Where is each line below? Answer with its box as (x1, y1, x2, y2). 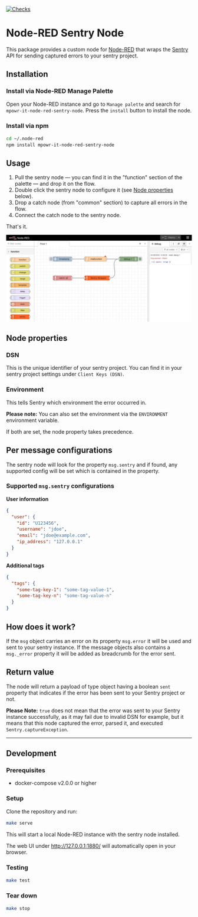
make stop (6, 906, 31, 912)
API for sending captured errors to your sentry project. (6, 52, 138, 59)
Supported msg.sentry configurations (6, 482, 115, 490)
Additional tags (6, 562, 45, 569)
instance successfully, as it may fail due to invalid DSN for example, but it (6, 713, 184, 720)
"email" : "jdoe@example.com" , (16, 532, 91, 538)
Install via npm (6, 121, 49, 130)
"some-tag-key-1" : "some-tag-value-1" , (16, 586, 115, 593)
